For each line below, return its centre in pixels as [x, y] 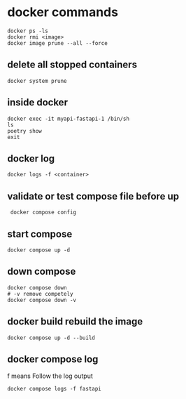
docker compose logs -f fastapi [54, 389]
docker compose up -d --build [51, 338]
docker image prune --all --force [58, 43]
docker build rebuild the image [75, 321]
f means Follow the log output [50, 376]
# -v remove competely [40, 294]
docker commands [63, 12]
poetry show [24, 131]
